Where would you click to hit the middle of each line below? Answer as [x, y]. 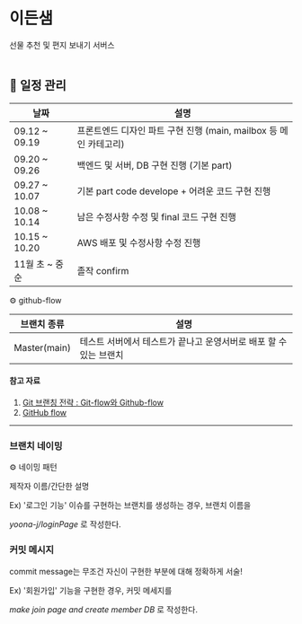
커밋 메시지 [32, 550]
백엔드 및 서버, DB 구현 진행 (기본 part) [155, 165]
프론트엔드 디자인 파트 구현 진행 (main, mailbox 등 [177, 130]
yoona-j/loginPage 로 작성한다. [65, 524]
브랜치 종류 [42, 324]
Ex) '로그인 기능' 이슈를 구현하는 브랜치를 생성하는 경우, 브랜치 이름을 [130, 505]
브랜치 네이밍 [36, 445]
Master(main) [43, 347]
